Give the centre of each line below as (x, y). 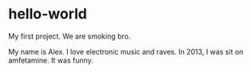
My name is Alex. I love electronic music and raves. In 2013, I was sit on (126, 51)
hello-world (48, 14)
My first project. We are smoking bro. (70, 36)
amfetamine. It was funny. (51, 60)
